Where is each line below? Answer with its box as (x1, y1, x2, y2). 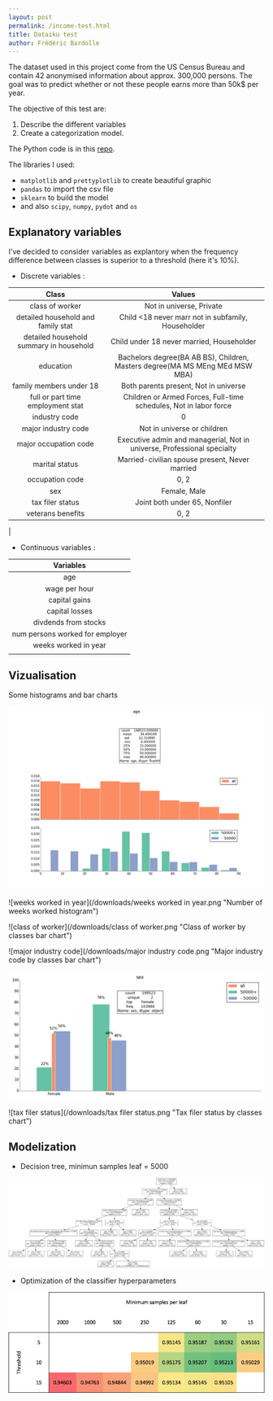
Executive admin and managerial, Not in (117, 434, 250, 444)
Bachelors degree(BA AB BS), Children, (117, 352, 249, 362)
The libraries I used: (8, 159, 76, 170)
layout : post (8, 13, 53, 21)
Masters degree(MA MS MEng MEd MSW (114, 360, 253, 370)
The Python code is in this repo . (8, 144, 115, 154)
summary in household (17, 341, 94, 351)
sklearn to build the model (19, 193, 109, 203)
